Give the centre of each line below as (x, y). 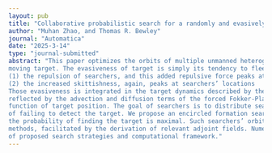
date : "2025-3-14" (39, 46)
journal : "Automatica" (47, 38)
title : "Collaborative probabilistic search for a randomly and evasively (137, 23)
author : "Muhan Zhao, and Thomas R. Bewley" (85, 31)
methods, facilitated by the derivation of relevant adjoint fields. (128, 129)
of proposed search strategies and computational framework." (115, 136)
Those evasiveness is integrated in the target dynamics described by (130, 91)
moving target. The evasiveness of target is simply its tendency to (128, 69)
